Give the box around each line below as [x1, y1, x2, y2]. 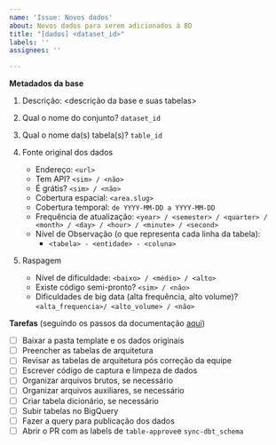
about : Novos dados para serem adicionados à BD [9, 21, 193, 30]
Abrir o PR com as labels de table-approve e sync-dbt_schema [21, 425, 244, 436]
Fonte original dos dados [21, 147, 114, 158]
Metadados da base [9, 78, 84, 89]
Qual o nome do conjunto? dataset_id [21, 113, 162, 123]
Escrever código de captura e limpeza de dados [21, 365, 198, 376]
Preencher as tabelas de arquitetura [21, 346, 154, 356]
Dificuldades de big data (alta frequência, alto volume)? [35, 291, 239, 302]
